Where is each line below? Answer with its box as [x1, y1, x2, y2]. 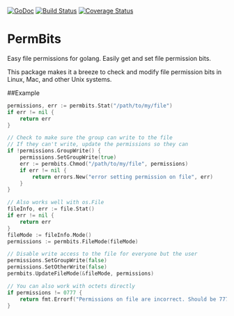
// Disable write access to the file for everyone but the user [7, 250, 198, 258]
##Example [7, 88, 40, 97]
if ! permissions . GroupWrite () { [7, 148, 101, 155]
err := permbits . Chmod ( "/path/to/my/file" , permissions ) [19, 160, 189, 167]
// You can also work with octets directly [7, 282, 136, 289]
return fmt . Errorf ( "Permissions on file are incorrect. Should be [19, 296, 217, 303]
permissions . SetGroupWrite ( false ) [7, 257, 108, 264]
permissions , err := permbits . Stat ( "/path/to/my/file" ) [7, 102, 173, 109]
